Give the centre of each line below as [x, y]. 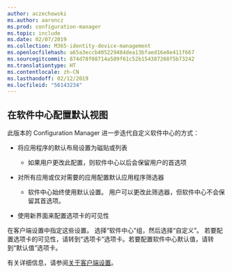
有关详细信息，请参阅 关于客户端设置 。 [62, 263]
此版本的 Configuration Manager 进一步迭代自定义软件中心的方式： [103, 133]
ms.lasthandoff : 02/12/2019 [48, 78]
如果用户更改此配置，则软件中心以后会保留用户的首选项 [107, 163]
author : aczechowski [37, 14]
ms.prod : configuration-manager [54, 26]
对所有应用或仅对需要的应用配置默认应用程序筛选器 [91, 178]
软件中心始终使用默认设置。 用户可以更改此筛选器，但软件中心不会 [123, 192]
